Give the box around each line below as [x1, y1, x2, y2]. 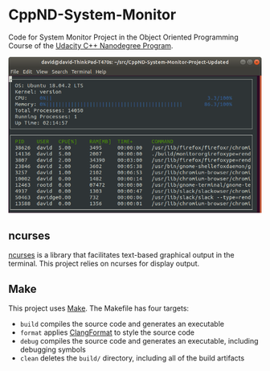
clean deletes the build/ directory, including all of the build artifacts [19, 352, 245, 363]
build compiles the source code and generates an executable [19, 319, 225, 328]
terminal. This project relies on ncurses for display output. [8, 259, 199, 269]
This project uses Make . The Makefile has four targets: [8, 303, 190, 313]
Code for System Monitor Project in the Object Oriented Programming [8, 32, 239, 42]
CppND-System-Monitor [8, 6, 177, 24]
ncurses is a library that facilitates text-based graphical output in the [8, 250, 235, 260]
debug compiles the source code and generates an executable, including [19, 336, 259, 345]
